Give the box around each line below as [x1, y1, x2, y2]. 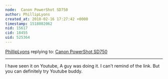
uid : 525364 [5, 35, 30, 40]
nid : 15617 [5, 26, 28, 31]
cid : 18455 [5, 30, 28, 35]
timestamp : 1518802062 [5, 21, 52, 26]
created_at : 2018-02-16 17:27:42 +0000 [5, 16, 88, 21]
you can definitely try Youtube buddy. [5, 68, 83, 74]
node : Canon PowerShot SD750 [5, 7, 68, 12]
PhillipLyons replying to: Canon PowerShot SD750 [5, 48, 107, 55]
